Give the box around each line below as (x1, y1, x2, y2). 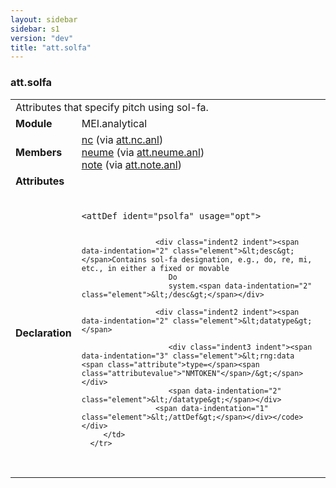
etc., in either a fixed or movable (81, 263, 230, 273)
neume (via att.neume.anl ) (81, 145, 205, 159)
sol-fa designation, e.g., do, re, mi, (150, 254, 313, 265)
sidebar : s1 (10, 24, 60, 34)
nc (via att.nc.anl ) (81, 132, 164, 146)
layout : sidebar (10, 14, 78, 25)
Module (15, 116, 53, 130)
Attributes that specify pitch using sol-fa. (15, 100, 209, 114)
